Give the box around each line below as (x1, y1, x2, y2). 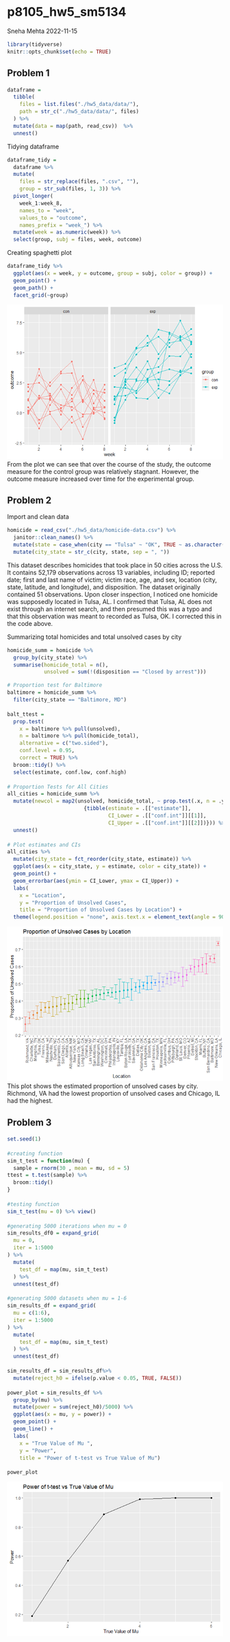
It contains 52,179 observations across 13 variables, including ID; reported (7, 568, 216, 576)
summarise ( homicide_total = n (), (13, 661, 109, 668)
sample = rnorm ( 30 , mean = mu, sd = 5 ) (13, 1165, 130, 1171)
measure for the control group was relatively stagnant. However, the (7, 467, 199, 475)
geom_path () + (13, 284, 53, 291)
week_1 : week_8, (19, 200, 63, 207)
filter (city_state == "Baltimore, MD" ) (13, 697, 127, 704)
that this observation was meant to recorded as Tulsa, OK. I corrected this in (7, 612, 222, 620)
